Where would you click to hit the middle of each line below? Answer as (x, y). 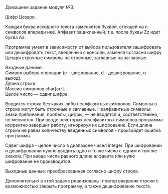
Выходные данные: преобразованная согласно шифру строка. (72, 171)
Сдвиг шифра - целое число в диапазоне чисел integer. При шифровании (83, 145)
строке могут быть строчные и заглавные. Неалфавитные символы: (78, 109)
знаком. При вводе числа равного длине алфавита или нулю (70, 156)
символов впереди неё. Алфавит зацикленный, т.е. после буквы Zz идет (83, 32)
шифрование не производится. (38, 161)
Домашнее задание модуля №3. (40, 7)
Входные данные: (24, 67)
